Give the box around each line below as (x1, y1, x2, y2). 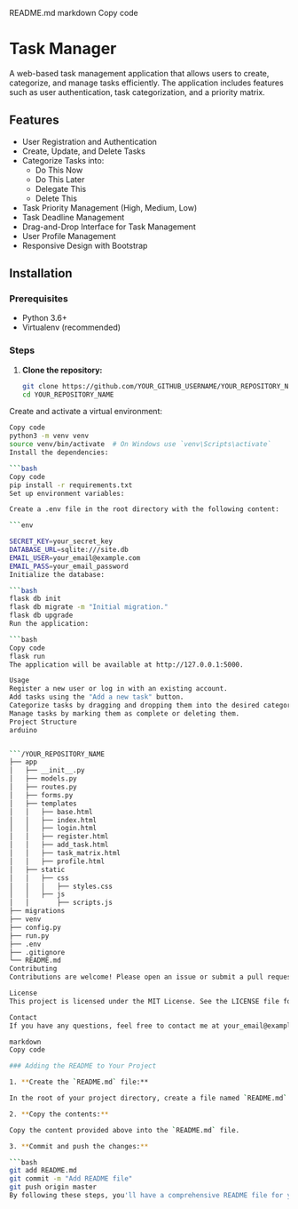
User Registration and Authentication (21, 136, 158, 147)
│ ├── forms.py (9, 790, 74, 799)
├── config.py (9, 923, 62, 932)
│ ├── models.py (9, 774, 77, 783)
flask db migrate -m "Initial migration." (9, 603, 169, 612)
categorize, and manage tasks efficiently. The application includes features (9, 77, 284, 88)
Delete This (35, 193, 78, 204)
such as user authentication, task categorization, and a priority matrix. (9, 86, 266, 97)
